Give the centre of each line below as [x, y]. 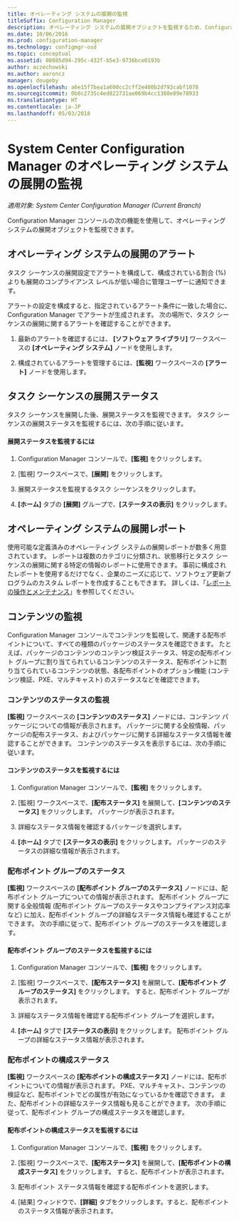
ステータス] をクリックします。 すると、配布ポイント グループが [136, 991]
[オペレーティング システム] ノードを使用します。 [104, 348]
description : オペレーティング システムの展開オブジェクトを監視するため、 [106, 27]
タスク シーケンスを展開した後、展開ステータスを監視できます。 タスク [111, 415]
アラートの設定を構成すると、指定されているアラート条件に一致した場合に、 [119, 305]
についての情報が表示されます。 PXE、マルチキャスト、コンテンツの [126, 1086]
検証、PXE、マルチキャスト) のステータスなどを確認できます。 [112, 680]
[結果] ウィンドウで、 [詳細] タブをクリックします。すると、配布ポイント [123, 1202]
